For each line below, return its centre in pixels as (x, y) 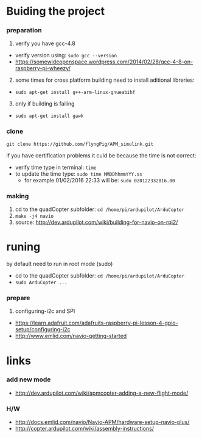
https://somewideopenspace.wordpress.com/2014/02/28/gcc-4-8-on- (104, 62)
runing (23, 247)
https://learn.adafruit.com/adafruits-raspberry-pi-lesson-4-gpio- (96, 323)
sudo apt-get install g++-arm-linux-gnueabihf (75, 93)
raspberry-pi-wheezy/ (43, 68)
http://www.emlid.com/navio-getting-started (71, 336)
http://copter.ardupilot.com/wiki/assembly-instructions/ (84, 429)
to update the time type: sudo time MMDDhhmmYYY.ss (78, 174)
